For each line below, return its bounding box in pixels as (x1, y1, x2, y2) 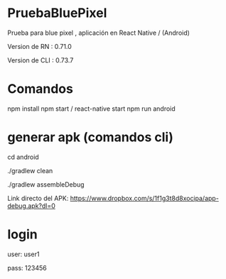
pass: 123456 (7, 263, 48, 272)
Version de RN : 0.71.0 (7, 42, 72, 50)
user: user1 (7, 250, 40, 258)
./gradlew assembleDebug (7, 180, 85, 189)
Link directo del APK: (7, 194, 69, 202)
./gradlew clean (7, 166, 53, 175)
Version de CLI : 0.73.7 (7, 55, 74, 65)
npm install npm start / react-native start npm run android (7, 104, 176, 113)
